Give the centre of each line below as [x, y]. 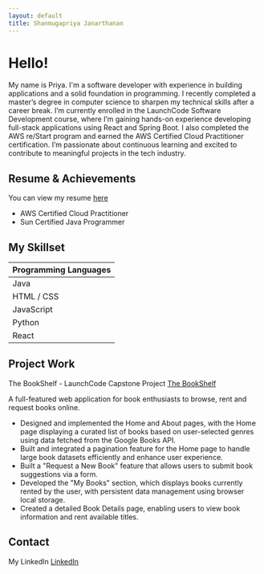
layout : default [35, 16]
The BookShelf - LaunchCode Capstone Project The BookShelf [112, 383]
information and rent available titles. [79, 517]
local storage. [43, 499]
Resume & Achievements [72, 179]
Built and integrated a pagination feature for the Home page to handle [135, 448]
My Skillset [37, 247]
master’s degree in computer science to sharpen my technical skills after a [131, 102]
